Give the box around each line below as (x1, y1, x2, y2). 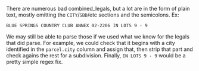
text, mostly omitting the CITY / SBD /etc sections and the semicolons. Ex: (6, 11, 179, 18)
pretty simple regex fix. (6, 59, 63, 65)
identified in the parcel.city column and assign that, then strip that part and (6, 46, 194, 53)
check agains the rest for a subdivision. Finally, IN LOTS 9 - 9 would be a (6, 52, 186, 59)
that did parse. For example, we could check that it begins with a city (6, 40, 176, 46)
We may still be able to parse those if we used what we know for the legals (6, 33, 189, 40)
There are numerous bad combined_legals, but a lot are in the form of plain (6, 5, 190, 12)
